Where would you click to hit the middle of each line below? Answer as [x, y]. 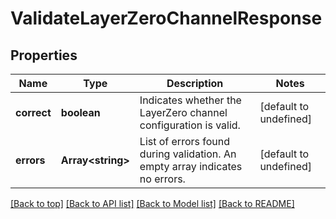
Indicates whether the [190, 100]
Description [195, 83]
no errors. [162, 179]
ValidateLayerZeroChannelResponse [166, 18]
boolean [80, 112]
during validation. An [188, 154]
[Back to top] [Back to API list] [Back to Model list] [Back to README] [152, 203]
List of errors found [185, 141]
